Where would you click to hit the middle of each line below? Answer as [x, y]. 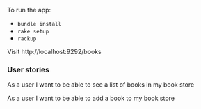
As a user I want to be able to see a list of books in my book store [101, 85]
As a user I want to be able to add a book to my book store [91, 98]
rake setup [33, 31]
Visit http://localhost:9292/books [55, 52]
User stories [29, 69]
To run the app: [29, 10]
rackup [27, 39]
